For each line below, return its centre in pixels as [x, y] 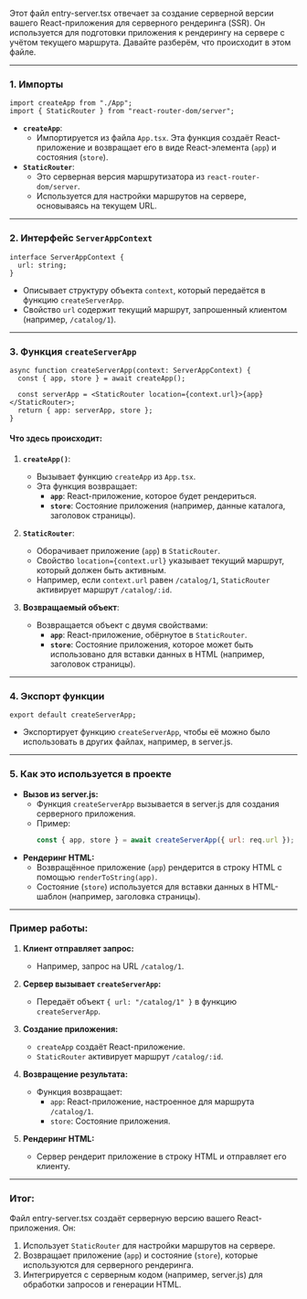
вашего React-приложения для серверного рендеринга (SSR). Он [138, 23]
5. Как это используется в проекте [90, 774]
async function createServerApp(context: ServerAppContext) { [130, 370]
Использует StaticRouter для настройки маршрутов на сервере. [149, 1246]
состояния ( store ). [72, 157]
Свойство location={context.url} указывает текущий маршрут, [160, 560]
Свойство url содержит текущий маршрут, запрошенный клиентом [155, 309]
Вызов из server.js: [60, 793]
